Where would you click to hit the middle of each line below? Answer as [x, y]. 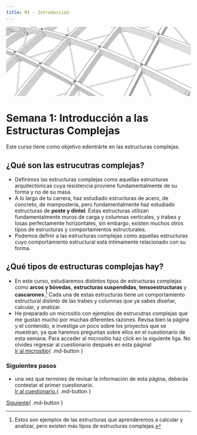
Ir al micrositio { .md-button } [49, 351]
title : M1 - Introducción [38, 12]
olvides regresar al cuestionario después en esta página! [83, 344]
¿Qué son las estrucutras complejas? [75, 165]
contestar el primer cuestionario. [54, 385]
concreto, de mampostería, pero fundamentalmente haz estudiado [95, 205]
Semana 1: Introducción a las [77, 118]
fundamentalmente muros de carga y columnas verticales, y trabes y [98, 217]
